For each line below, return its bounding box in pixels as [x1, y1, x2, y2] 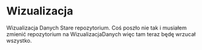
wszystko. [6, 37, 32, 44]
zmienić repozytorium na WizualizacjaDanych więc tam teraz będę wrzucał [6, 30, 196, 37]
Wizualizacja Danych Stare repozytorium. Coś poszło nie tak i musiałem [6, 24, 187, 31]
